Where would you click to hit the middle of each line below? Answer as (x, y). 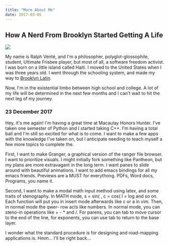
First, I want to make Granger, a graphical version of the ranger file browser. (84, 154)
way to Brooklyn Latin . (28, 78)
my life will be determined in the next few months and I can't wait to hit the (83, 93)
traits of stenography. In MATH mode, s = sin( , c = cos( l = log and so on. (81, 196)
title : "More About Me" (30, 10)
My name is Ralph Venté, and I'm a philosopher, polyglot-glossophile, (77, 57)
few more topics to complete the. (40, 144)
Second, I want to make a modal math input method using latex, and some (82, 190)
